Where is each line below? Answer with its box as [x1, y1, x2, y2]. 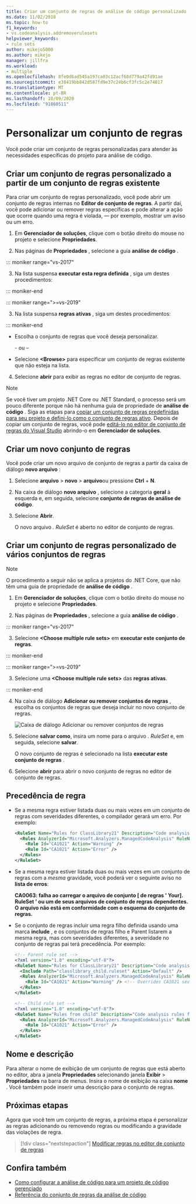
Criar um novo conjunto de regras [6, 444, 131, 454]
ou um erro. [6, 218, 34, 225]
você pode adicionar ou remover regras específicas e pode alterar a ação [6, 206, 183, 213]
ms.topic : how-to [6, 19, 48, 25]
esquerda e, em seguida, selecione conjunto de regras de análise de [14, 495, 181, 502]
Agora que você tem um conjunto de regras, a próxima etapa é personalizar [6, 1116, 188, 1123]
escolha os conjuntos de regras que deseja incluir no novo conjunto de [14, 703, 185, 710]
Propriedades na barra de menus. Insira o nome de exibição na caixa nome [6, 1077, 188, 1084]
